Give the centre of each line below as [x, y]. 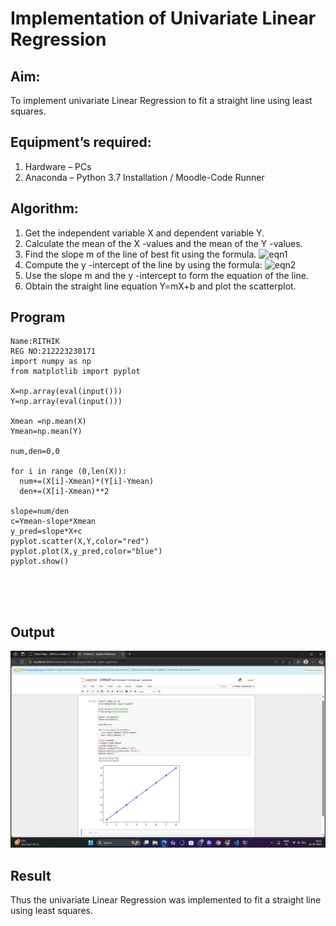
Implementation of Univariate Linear [163, 18]
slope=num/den [40, 512]
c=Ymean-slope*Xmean [53, 522]
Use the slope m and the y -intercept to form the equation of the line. [166, 275]
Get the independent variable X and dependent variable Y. [144, 233]
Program [38, 317]
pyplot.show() [40, 562]
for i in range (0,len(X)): [69, 472]
